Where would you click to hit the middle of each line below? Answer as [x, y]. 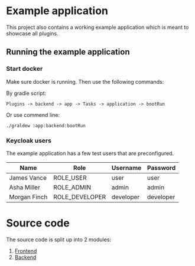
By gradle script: [26, 93]
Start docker [25, 69]
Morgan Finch [28, 197]
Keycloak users [29, 140]
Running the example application [68, 52]
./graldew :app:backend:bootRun [46, 126]
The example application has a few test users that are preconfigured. [90, 153]
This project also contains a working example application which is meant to [97, 27]
